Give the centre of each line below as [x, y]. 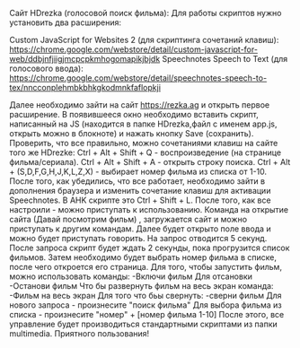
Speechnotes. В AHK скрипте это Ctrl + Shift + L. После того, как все [140, 200]
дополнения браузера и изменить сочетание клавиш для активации [140, 191]
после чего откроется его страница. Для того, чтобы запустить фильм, [146, 267]
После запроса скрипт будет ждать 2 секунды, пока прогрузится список [150, 248]
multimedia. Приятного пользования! [79, 334]
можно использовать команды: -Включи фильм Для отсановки [131, 276]
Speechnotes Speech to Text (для [225, 59]
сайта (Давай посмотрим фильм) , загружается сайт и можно [128, 219]
